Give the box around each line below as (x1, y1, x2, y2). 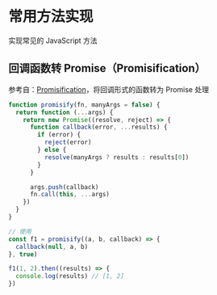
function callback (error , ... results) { (29, 123, 168, 132)
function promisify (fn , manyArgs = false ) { (8, 100, 161, 109)
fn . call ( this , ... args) (29, 191, 111, 199)
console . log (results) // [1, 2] (15, 272, 125, 280)
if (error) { (37, 131, 81, 139)
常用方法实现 (8, 7, 94, 26)
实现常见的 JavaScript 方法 (8, 36, 98, 45)
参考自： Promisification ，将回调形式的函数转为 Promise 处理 (8, 84, 210, 94)
